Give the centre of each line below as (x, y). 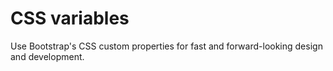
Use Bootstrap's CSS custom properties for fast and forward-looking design (166, 46)
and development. (47, 56)
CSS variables (70, 18)
